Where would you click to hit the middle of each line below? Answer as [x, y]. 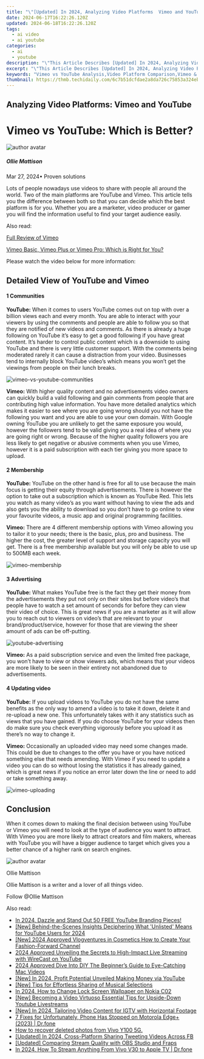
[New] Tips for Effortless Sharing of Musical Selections [84, 985]
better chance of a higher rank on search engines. [69, 850]
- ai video [25, 35]
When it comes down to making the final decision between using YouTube [99, 824]
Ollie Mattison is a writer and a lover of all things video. [75, 885]
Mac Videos [30, 972]
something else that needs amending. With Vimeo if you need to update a [98, 759]
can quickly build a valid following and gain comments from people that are [100, 398]
